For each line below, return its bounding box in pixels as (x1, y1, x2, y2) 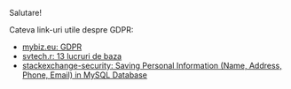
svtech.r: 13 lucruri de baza (21, 51, 122, 61)
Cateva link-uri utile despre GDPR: (9, 25, 134, 34)
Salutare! (9, 8, 43, 18)
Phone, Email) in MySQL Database (21, 70, 148, 80)
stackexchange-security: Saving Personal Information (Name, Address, (21, 61, 282, 70)
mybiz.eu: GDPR (21, 41, 83, 52)
